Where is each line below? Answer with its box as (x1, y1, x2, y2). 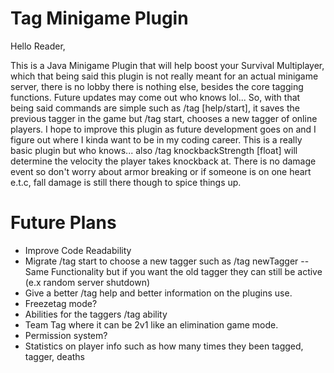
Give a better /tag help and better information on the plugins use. (24, 287, 293, 299)
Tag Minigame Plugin (10, 7, 189, 30)
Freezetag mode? (24, 297, 98, 309)
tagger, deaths (24, 350, 85, 362)
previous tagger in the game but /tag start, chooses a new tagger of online (10, 112, 318, 124)
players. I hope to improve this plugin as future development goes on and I (10, 123, 317, 135)
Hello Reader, (10, 40, 66, 52)
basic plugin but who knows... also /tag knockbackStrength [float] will (10, 144, 298, 156)
